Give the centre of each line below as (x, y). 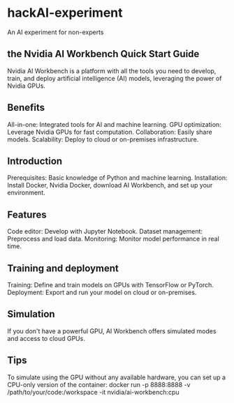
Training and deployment (63, 268)
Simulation (31, 314)
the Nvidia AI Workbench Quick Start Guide (103, 54)
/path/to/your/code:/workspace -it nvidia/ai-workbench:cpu (93, 392)
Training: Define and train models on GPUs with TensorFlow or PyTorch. (111, 285)
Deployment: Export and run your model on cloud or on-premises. (102, 292)
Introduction (35, 161)
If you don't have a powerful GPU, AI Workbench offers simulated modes (112, 331)
